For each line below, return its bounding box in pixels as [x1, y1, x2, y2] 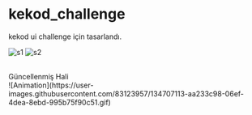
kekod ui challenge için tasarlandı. [8, 32, 122, 41]
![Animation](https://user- [8, 80, 94, 90]
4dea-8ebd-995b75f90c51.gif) [8, 97, 111, 107]
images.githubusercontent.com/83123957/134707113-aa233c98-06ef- [8, 88, 245, 98]
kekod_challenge [8, 5, 126, 23]
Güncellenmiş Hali [8, 71, 69, 81]
